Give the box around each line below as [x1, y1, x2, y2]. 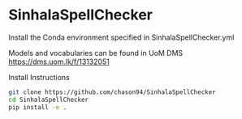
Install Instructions [8, 72, 71, 82]
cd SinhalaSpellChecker [8, 96, 89, 104]
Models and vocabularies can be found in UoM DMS [8, 48, 184, 57]
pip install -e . [8, 103, 67, 111]
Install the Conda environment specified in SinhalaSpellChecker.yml [8, 32, 235, 42]
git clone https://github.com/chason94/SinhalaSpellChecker [8, 87, 217, 96]
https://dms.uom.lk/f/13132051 [8, 57, 110, 66]
